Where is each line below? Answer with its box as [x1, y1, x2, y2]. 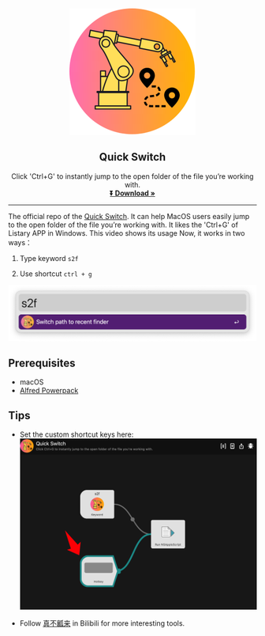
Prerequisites [8, 356, 76, 369]
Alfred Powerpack [19, 386, 79, 396]
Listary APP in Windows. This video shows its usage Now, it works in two [8, 228, 245, 237]
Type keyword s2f [19, 253, 79, 263]
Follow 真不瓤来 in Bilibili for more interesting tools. [19, 618, 185, 628]
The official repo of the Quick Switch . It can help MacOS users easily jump [8, 211, 250, 221]
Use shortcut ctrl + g [19, 269, 92, 278]
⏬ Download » [110, 188, 155, 198]
